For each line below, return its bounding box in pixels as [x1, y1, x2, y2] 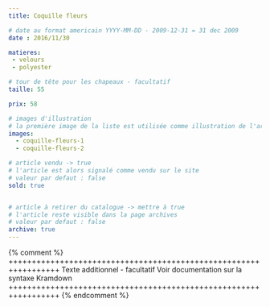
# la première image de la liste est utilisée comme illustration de [8, 122, 247, 130]
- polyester [11, 64, 52, 72]
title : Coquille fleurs [8, 11, 88, 20]
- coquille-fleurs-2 [15, 144, 84, 153]
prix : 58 [8, 100, 38, 108]
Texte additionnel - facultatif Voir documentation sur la [61, 265, 243, 274]
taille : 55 [8, 85, 45, 93]
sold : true [8, 181, 45, 189]
